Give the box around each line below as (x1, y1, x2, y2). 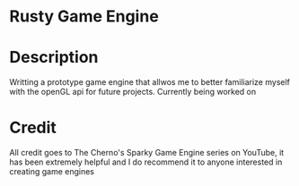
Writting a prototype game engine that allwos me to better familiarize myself (9, 77, 290, 88)
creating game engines (9, 166, 95, 177)
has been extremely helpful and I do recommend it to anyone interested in (9, 156, 283, 167)
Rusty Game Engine (9, 6, 159, 27)
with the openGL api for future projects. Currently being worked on (9, 87, 257, 97)
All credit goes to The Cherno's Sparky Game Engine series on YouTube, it (9, 148, 285, 158)
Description (9, 47, 99, 68)
